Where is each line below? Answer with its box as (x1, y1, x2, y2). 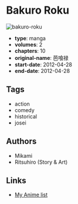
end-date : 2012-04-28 (14, 67, 70, 74)
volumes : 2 (14, 41, 43, 48)
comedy (14, 106, 35, 113)
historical (14, 113, 37, 120)
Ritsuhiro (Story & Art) (14, 158, 68, 165)
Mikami (14, 152, 33, 159)
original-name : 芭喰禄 (14, 54, 69, 61)
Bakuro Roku (6, 4, 69, 17)
